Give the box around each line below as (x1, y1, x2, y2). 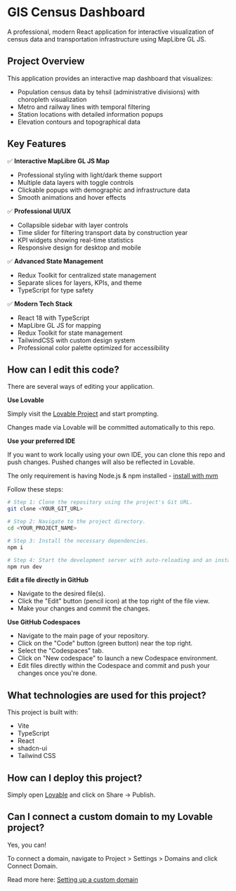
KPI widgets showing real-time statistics (17, 236, 134, 244)
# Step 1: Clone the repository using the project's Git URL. (7, 499, 193, 506)
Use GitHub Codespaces (7, 618, 81, 627)
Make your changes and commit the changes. (17, 604, 150, 613)
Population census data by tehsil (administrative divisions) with (17, 87, 200, 96)
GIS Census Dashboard (7, 4, 145, 20)
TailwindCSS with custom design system (17, 335, 136, 345)
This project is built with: (7, 708, 79, 717)
